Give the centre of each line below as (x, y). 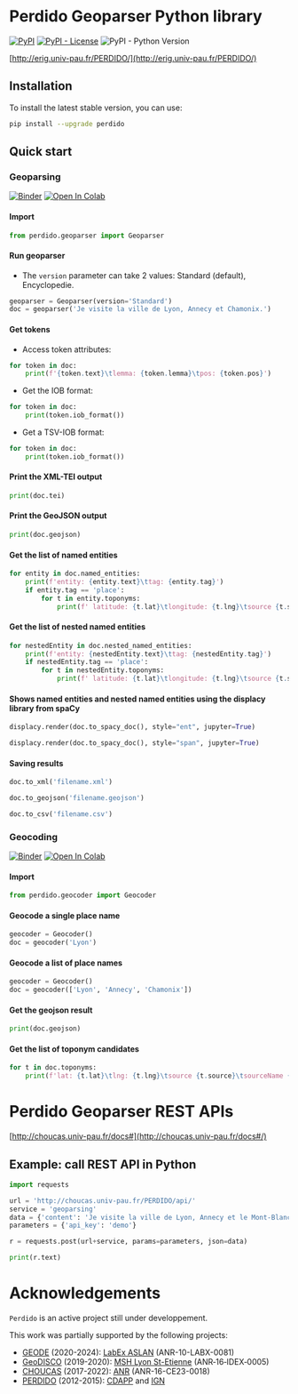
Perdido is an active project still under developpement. (109, 1318)
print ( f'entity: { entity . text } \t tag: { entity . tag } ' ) (125, 582)
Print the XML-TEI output (56, 477)
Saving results (36, 763)
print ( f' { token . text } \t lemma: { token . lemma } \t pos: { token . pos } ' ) (149, 374)
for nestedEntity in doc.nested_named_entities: (101, 645)
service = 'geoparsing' (53, 1209)
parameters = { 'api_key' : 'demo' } (73, 1226)
